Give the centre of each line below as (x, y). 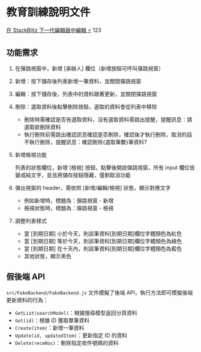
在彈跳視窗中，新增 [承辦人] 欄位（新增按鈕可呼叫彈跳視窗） (89, 68)
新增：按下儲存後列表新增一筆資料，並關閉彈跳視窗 (78, 81)
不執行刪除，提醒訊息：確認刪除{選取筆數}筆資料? (85, 142)
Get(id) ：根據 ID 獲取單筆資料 (52, 320)
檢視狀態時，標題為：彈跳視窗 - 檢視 (69, 208)
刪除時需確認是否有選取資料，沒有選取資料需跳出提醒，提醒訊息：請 (108, 119)
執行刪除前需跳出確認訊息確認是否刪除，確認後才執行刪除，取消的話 (108, 134)
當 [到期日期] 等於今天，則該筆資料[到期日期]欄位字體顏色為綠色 (103, 241)
